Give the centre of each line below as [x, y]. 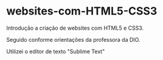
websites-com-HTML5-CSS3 [82, 11]
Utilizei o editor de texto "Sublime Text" [56, 51]
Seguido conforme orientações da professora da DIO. [73, 39]
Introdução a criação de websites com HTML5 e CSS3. [75, 28]
